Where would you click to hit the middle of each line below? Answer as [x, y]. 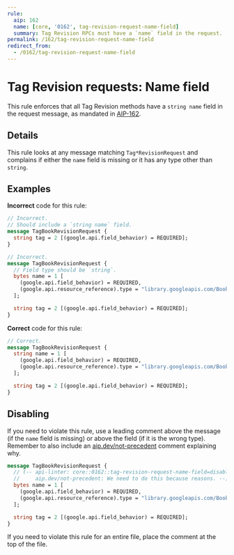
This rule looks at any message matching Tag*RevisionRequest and [103, 152]
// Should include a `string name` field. [70, 225]
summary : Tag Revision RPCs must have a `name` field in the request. [118, 33]
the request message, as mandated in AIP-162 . [74, 114]
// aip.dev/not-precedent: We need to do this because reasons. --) [121, 479]
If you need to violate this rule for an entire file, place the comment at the [112, 537]
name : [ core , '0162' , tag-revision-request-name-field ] [96, 26]
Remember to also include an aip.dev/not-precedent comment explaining [112, 446]
